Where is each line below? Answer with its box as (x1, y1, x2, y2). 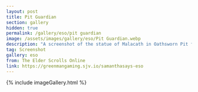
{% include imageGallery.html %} (6, 79, 87, 86)
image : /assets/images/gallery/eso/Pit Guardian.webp (6, 36, 141, 42)
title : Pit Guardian (6, 14, 57, 20)
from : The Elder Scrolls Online (6, 57, 85, 63)
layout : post (6, 8, 38, 15)
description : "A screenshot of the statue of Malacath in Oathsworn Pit (6, 42, 189, 47)
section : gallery (6, 19, 49, 25)
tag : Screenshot (6, 47, 46, 53)
